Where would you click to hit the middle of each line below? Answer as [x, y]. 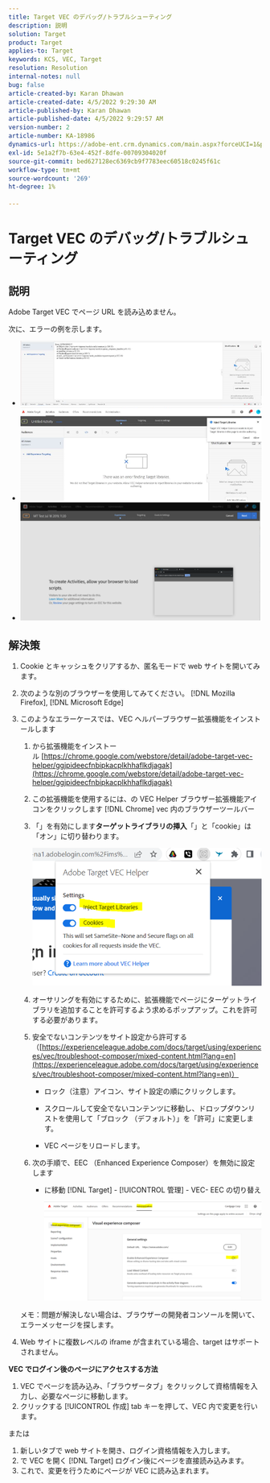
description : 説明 [38, 25]
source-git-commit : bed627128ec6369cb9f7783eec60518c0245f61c [115, 161]
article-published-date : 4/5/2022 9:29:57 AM [86, 119]
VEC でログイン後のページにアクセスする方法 [83, 1369]
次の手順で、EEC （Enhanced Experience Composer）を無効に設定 [143, 1163]
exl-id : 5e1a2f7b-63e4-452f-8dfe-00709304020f [88, 153]
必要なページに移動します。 [87, 1396]
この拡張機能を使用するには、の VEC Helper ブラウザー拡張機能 [137, 799]
